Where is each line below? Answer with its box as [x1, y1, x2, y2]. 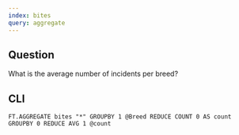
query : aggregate [8, 19, 66, 27]
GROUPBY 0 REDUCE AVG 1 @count [8, 120, 112, 128]
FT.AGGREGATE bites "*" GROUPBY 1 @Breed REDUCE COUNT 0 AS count [8, 113, 232, 121]
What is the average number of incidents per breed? [8, 69, 179, 79]
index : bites [8, 11, 51, 20]
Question [8, 48, 55, 62]
